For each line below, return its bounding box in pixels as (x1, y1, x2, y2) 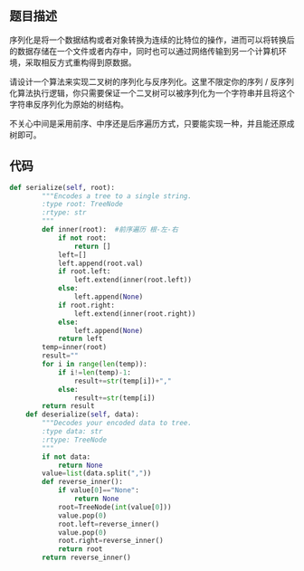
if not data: (42, 452, 91, 462)
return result (42, 402, 95, 411)
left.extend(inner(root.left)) (73, 275, 193, 285)
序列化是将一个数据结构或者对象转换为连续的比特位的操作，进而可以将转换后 (9, 34, 295, 45)
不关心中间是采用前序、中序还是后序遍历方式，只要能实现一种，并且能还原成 (9, 118, 295, 128)
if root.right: (57, 300, 116, 309)
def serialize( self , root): (9, 183, 116, 192)
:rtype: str (42, 208, 88, 217)
